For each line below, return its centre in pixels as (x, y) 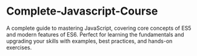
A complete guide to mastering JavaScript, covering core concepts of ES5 (99, 28)
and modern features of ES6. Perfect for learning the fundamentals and (95, 34)
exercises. (19, 47)
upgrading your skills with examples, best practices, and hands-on (89, 41)
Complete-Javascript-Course (82, 11)
